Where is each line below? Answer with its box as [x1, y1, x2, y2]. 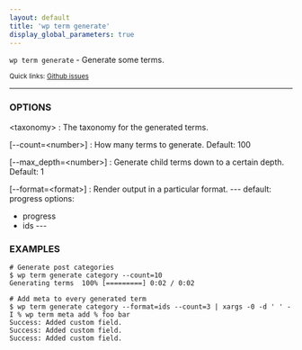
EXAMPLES [9, 242, 60, 255]
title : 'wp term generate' [9, 22, 111, 31]
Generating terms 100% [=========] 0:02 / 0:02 [9, 278, 195, 288]
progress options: [9, 193, 75, 203]
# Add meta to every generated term [9, 294, 147, 303]
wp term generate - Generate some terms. [9, 55, 164, 66]
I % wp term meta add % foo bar [9, 310, 130, 319]
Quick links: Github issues [9, 72, 90, 81]
